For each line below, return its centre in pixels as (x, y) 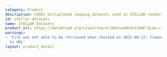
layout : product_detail (30, 47)
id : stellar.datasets (28, 19)
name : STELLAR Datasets (30, 24)
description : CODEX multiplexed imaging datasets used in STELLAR (75, 14)
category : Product (24, 10)
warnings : (15, 33)
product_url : (19, 28)
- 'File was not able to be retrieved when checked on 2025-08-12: (77, 38)
